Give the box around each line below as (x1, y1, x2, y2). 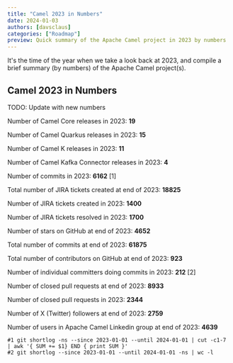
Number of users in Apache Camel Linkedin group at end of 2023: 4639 (7, 323, 218, 331)
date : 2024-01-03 (7, 17, 59, 24)
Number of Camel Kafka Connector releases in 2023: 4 (7, 157, 169, 167)
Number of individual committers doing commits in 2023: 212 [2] (7, 267, 196, 277)
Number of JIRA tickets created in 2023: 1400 (7, 199, 142, 208)
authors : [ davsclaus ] (7, 23, 72, 30)
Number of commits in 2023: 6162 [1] (7, 172, 117, 180)
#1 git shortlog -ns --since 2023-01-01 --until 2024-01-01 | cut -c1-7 (7, 336, 227, 344)
